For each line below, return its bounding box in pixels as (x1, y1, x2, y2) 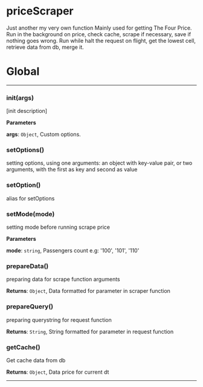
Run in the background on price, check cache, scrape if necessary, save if (6, 30, 192, 37)
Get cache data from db (6, 356, 66, 363)
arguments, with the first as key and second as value (6, 166, 138, 173)
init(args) (6, 94, 34, 102)
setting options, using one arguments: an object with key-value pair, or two (6, 159, 193, 167)
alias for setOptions (6, 194, 55, 202)
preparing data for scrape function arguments (6, 276, 120, 283)
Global (6, 65, 40, 78)
